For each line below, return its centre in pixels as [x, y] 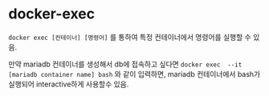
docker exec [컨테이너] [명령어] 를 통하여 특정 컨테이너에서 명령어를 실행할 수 [130, 37]
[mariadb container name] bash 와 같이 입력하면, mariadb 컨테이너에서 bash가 [134, 74]
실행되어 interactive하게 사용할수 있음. [69, 84]
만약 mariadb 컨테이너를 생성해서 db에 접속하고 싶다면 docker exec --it [125, 64]
